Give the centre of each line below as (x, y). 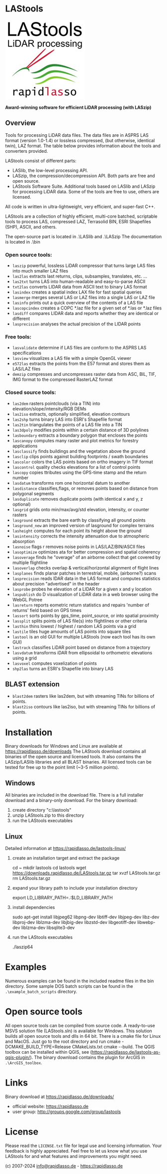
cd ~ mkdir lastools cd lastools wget (49, 868)
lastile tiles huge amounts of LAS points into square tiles (71, 631)
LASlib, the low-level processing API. (50, 170)
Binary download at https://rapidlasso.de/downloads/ (60, 1097)
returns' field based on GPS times (47, 610)
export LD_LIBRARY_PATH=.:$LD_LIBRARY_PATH (62, 898)
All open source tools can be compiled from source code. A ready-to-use (80, 1025)
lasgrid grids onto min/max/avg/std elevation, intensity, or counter (81, 509)
